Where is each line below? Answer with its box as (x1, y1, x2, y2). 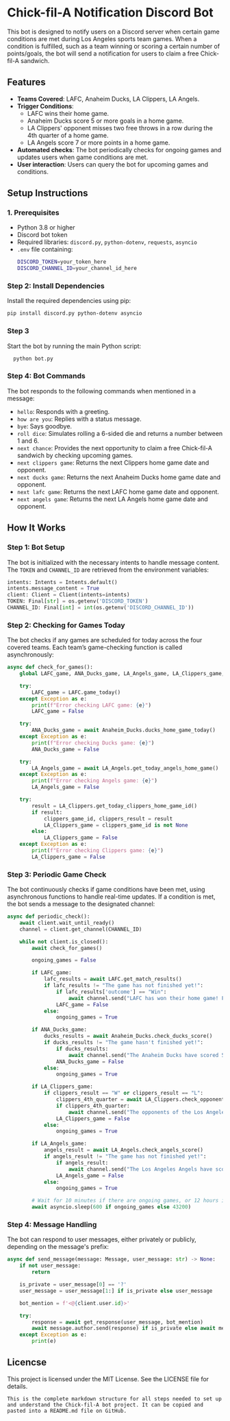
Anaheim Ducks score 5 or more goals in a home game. (27, 117, 184, 125)
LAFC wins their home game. (27, 109, 110, 117)
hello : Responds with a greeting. (16, 407, 110, 415)
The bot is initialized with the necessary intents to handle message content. (7, 558, 220, 566)
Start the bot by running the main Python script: (7, 341, 142, 350)
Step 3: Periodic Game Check (7, 869, 107, 879)
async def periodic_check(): (7, 913, 90, 920)
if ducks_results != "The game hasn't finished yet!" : (43, 1039, 204, 1046)
